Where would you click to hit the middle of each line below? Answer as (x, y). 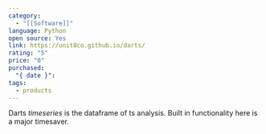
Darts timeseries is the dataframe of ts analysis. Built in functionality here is (133, 113)
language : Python (37, 30)
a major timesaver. (39, 122)
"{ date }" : (36, 75)
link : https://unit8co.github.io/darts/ (77, 46)
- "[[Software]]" (45, 23)
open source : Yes (37, 38)
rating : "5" (28, 53)
